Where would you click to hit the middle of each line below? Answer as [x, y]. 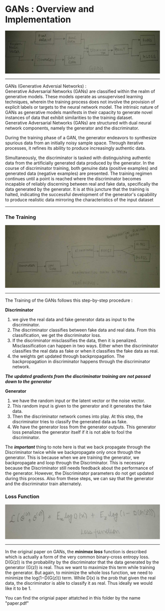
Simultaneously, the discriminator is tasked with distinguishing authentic [78, 158]
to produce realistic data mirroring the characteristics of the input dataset [79, 200]
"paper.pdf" [17, 603]
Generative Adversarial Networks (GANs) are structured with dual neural [78, 122]
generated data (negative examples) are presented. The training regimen [79, 173]
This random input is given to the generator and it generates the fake [82, 406]
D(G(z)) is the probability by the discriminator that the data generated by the [82, 562]
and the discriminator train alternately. [43, 484]
